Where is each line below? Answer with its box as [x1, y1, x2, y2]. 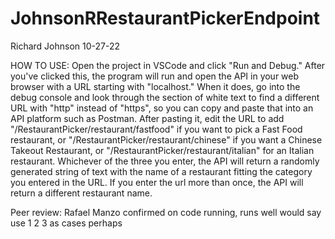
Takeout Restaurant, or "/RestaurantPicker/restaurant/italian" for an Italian [10, 144, 315, 156]
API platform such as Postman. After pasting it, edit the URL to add [10, 112, 285, 124]
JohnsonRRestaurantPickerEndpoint [10, 7, 321, 30]
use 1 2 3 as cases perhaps [10, 217, 123, 229]
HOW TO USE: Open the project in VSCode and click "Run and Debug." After [10, 59, 326, 71]
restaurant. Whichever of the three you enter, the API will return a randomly [10, 155, 320, 167]
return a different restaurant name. [10, 187, 153, 199]
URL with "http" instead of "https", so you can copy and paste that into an [10, 102, 314, 114]
